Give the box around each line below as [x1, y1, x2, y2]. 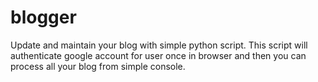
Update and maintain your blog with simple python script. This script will [10, 39, 308, 51]
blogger [10, 6, 77, 29]
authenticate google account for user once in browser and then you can [10, 49, 307, 61]
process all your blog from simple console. [10, 60, 186, 72]
